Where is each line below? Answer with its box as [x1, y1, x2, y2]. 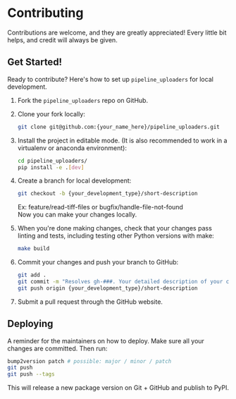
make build [17, 245, 50, 252]
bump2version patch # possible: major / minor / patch [7, 357, 172, 364]
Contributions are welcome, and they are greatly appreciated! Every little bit [7, 28, 227, 37]
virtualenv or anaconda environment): [17, 143, 127, 152]
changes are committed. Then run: [7, 344, 108, 352]
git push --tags [7, 371, 55, 378]
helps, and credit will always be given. [7, 35, 118, 44]
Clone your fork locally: [17, 109, 86, 118]
